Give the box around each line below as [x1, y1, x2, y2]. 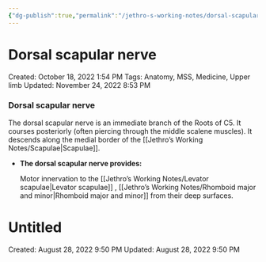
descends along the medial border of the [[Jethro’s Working [8, 135, 203, 144]
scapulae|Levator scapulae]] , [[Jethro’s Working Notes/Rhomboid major [19, 182, 256, 192]
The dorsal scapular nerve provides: [19, 158, 142, 168]
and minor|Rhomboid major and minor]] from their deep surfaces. [19, 191, 234, 200]
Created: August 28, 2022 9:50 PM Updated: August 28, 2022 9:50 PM [8, 245, 240, 254]
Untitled [8, 218, 63, 237]
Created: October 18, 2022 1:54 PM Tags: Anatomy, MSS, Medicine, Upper [8, 72, 251, 82]
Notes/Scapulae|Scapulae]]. [8, 143, 101, 153]
